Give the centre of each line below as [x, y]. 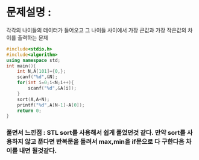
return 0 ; [30, 111]
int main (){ [21, 66]
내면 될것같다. [38, 151]
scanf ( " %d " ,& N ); [38, 77]
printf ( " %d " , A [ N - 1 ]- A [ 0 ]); [51, 105]
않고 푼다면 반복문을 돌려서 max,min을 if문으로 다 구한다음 [105, 142]
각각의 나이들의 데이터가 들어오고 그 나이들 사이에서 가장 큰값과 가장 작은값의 [96, 30]
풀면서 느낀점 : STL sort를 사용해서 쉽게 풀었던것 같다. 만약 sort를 [96, 133]
